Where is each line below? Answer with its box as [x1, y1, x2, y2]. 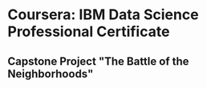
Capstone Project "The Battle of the [7, 54, 189, 68]
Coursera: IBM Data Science [7, 6, 199, 24]
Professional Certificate [7, 22, 170, 41]
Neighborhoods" [7, 66, 94, 81]
